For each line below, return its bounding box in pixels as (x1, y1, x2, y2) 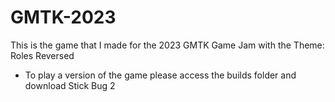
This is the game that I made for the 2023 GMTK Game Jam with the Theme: (10, 39, 325, 51)
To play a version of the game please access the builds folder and (24, 69, 297, 81)
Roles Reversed (10, 49, 75, 61)
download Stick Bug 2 (24, 79, 116, 91)
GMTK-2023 (10, 6, 117, 29)
